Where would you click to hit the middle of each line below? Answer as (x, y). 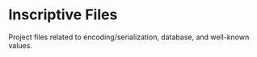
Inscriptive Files (63, 15)
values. (20, 45)
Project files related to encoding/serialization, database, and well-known (129, 37)
